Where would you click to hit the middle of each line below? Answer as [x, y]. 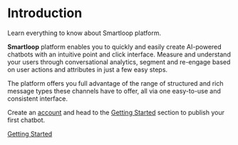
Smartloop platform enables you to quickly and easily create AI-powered [115, 46]
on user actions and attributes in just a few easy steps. [88, 69]
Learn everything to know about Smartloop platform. [84, 33]
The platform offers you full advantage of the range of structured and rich [115, 83]
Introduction [45, 13]
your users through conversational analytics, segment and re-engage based [119, 61]
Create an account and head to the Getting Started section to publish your [116, 112]
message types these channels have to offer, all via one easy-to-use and [114, 91]
